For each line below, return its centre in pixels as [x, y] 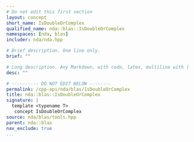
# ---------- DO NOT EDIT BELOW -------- [59, 84]
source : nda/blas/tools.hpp [41, 117]
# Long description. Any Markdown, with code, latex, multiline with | [98, 67]
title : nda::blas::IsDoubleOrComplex [53, 95]
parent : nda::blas [29, 123]
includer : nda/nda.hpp [35, 40]
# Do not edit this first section [50, 12]
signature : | [23, 100]
